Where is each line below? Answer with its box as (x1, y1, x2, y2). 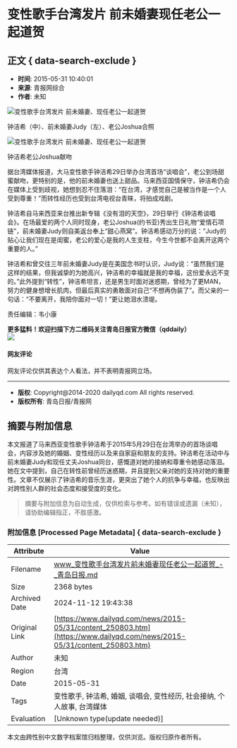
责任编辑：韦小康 (7, 310, 57, 318)
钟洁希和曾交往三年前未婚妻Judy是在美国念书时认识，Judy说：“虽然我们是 (7, 260, 224, 267)
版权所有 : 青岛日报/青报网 (17, 397, 92, 405)
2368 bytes (54, 582, 93, 592)
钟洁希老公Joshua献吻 (7, 153, 73, 161)
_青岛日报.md (54, 570, 98, 580)
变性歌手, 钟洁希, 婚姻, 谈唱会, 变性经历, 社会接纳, (54, 691, 217, 701)
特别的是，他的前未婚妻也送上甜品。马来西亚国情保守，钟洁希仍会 (37, 176, 230, 185)
